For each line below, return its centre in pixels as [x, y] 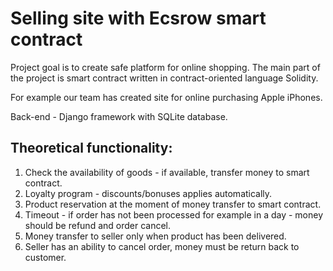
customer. [45, 257]
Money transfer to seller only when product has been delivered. [155, 236]
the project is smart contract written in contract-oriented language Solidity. [164, 78]
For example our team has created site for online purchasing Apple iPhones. [166, 97]
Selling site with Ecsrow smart [138, 18]
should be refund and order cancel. [98, 225]
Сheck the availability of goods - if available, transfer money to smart [167, 172]
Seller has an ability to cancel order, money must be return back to [162, 246]
